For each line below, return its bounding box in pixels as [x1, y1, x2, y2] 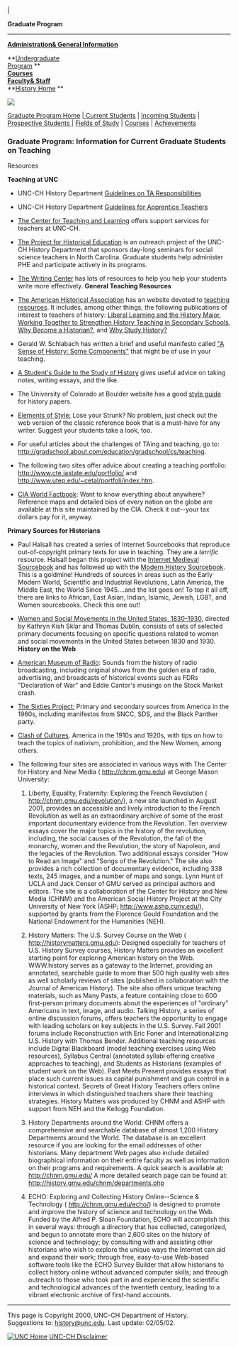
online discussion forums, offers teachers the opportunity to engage [28, 1014, 228, 1022]
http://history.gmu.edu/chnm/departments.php [28, 1179, 165, 1187]
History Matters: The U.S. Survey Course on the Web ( [28, 931, 186, 940]
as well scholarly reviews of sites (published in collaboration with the [28, 976, 229, 985]
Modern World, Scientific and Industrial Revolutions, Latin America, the [17, 578, 225, 587]
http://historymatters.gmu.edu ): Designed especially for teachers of [28, 938, 226, 947]
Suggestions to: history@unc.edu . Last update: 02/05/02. [7, 1319, 176, 1327]
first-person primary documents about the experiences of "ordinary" [28, 999, 229, 1007]
